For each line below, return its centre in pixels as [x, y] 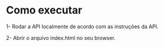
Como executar [44, 10]
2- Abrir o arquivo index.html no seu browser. [61, 38]
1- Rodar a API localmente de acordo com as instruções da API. [82, 26]
